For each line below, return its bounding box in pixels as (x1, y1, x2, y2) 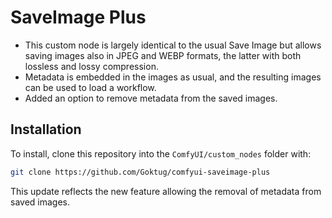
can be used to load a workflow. (24, 81, 157, 93)
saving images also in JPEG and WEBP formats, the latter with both (24, 49, 302, 61)
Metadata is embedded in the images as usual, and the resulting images (24, 71, 322, 83)
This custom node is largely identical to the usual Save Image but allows (24, 39, 322, 51)
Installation (10, 121, 82, 138)
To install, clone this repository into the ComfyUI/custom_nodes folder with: (10, 147, 312, 160)
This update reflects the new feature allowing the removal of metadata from (10, 185, 322, 197)
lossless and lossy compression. (24, 60, 159, 72)
